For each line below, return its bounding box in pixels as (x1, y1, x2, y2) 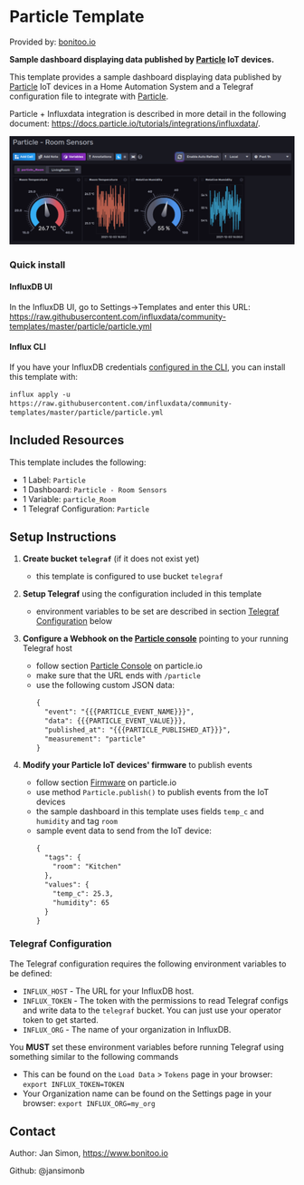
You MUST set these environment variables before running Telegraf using (9, 1041, 285, 1053)
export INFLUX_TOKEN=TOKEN (22, 1080, 125, 1089)
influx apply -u (9, 390, 71, 399)
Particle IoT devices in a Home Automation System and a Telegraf (9, 81, 254, 92)
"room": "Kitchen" (52, 862, 122, 871)
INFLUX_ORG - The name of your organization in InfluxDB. (22, 1024, 232, 1034)
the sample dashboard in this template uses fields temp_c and (35, 806, 264, 817)
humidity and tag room (35, 816, 119, 827)
